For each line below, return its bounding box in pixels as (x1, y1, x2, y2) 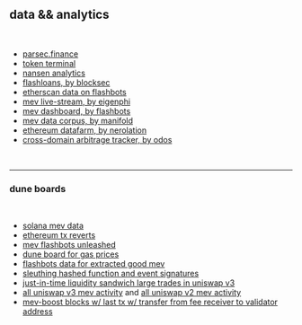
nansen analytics (22, 67, 85, 78)
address (22, 306, 53, 317)
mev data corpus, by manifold (22, 115, 133, 126)
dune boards (9, 182, 67, 195)
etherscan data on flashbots (22, 86, 128, 97)
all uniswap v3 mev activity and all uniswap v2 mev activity (22, 287, 242, 298)
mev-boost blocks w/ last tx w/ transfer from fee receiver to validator (22, 296, 279, 308)
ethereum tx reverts (22, 230, 96, 241)
